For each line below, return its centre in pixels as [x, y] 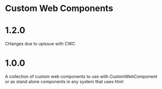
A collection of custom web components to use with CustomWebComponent [81, 76]
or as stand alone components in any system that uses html [64, 82]
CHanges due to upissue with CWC [40, 44]
